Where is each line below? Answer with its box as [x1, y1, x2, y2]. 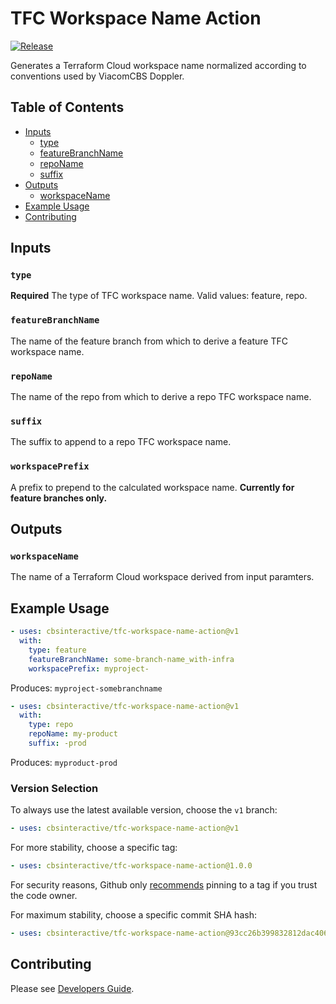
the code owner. [10, 889, 78, 901]
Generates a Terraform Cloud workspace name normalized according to [10, 59, 307, 71]
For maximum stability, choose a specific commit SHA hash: [10, 908, 257, 921]
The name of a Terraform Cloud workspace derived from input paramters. [10, 571, 315, 583]
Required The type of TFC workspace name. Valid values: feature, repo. [10, 290, 308, 302]
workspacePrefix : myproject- [28, 663, 150, 674]
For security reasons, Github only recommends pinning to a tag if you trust [10, 878, 318, 891]
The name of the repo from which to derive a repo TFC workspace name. [10, 391, 312, 403]
